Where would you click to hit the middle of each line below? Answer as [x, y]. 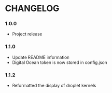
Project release [27, 34]
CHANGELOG [32, 8]
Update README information [41, 57]
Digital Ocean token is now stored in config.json [60, 62]
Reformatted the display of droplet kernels [54, 86]
